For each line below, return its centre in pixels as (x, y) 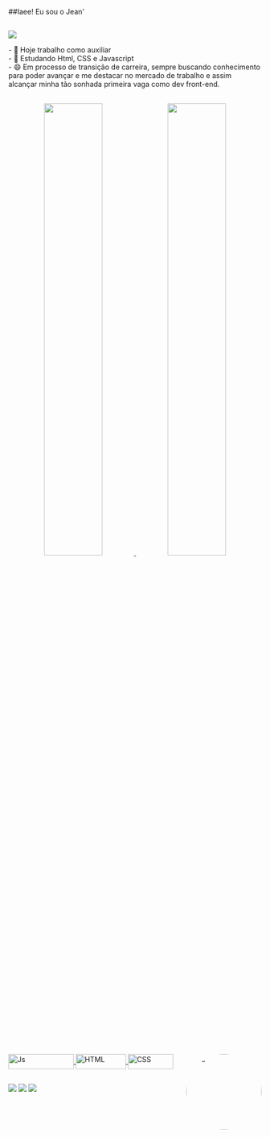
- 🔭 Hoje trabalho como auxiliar (60, 50)
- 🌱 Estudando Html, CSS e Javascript (71, 59)
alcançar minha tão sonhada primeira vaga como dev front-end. (114, 85)
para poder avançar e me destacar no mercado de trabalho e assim (120, 76)
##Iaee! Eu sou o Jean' (47, 12)
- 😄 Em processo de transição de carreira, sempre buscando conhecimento (135, 67)
